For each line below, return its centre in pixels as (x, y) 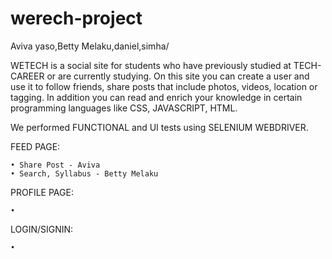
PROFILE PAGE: (42, 192)
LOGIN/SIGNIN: (42, 229)
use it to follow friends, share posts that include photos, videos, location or (164, 86)
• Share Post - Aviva (55, 165)
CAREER (27, 76)
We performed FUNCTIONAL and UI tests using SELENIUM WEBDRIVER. (159, 127)
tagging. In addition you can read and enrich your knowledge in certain (156, 97)
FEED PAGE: (35, 146)
